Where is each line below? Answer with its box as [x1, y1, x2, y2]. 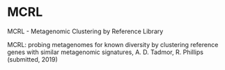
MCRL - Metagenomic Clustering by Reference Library [7, 27, 164, 35]
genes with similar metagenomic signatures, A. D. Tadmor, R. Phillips [7, 48, 204, 56]
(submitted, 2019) [7, 55, 58, 63]
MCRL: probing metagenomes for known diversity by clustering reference [7, 40, 219, 49]
